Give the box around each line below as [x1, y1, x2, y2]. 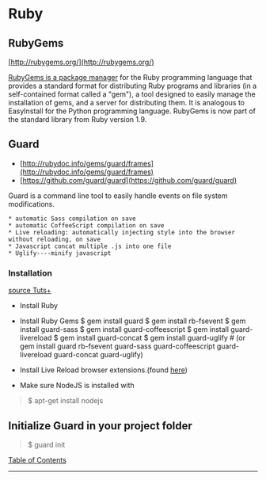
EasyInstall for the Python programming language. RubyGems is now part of [8, 106, 256, 116]
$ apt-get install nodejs [27, 396, 104, 406]
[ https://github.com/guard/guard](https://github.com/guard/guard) [19, 175, 237, 185]
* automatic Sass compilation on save [8, 215, 136, 223]
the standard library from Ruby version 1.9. [8, 115, 147, 124]
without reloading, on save [8, 235, 101, 243]
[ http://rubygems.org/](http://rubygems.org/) [8, 57, 154, 67]
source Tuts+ [8, 286, 51, 295]
